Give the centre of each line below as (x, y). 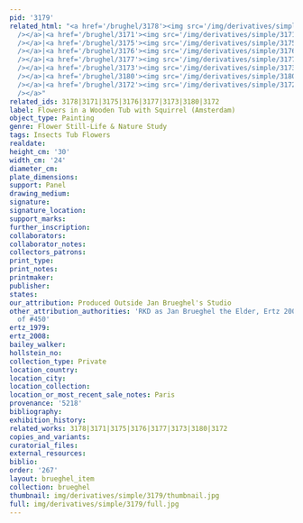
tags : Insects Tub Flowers (60, 135)
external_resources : (48, 454)
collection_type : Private (58, 362)
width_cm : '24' (38, 160)
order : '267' (34, 471)
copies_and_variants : (50, 437)
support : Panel (38, 186)
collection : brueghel (50, 487)
